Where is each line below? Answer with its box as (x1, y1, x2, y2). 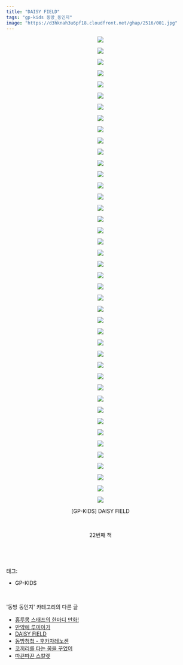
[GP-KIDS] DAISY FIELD (71, 508, 130, 515)
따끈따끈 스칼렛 (14, 652, 51, 660)
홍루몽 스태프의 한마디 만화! (14, 616, 80, 623)
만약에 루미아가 (14, 624, 51, 631)
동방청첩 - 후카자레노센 (14, 637, 69, 645)
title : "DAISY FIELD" (6, 8, 60, 15)
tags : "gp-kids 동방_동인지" (6, 14, 73, 20)
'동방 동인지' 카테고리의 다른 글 (6, 603, 78, 611)
